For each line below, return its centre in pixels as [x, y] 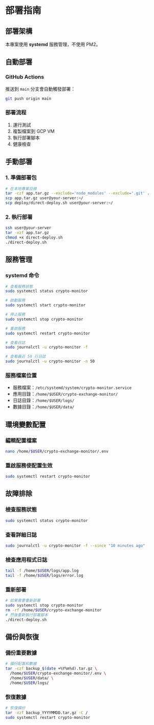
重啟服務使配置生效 [29, 465]
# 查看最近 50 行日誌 [26, 357]
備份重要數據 [21, 653]
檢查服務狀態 [21, 510]
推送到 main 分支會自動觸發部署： [40, 89]
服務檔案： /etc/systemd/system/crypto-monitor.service [72, 387]
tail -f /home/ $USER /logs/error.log [44, 575]
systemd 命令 [22, 276]
